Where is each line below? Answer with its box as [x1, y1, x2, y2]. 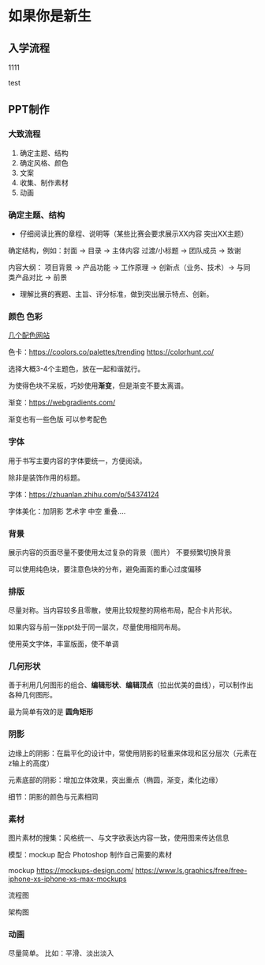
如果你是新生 [8, 7, 92, 25]
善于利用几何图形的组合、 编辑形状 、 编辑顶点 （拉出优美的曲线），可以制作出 [8, 680, 254, 690]
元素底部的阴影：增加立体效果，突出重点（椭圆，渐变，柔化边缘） [8, 775, 222, 785]
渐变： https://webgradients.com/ [8, 397, 116, 408]
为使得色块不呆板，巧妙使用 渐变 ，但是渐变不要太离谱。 [8, 381, 188, 390]
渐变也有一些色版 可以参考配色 [8, 415, 107, 424]
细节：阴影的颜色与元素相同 [8, 792, 99, 801]
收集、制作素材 [19, 177, 69, 187]
